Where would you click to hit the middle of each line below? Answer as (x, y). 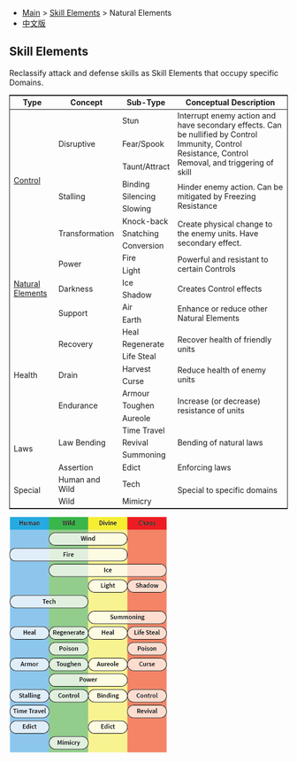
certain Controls (206, 268)
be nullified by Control (217, 134)
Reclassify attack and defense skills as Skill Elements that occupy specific (144, 73)
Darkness (76, 289)
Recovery (76, 344)
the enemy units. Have (218, 233)
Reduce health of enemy (222, 370)
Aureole (137, 418)
